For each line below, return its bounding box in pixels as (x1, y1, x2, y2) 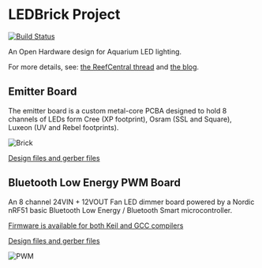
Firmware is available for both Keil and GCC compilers (8, 221, 184, 230)
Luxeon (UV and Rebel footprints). (8, 122, 119, 132)
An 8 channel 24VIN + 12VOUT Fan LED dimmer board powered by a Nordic (8, 197, 255, 207)
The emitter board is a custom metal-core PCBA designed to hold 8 (8, 106, 227, 115)
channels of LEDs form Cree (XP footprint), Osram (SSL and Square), (8, 114, 233, 124)
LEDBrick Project (8, 6, 121, 24)
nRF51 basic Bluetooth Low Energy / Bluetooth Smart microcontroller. (8, 205, 233, 214)
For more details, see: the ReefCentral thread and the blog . (8, 61, 200, 72)
